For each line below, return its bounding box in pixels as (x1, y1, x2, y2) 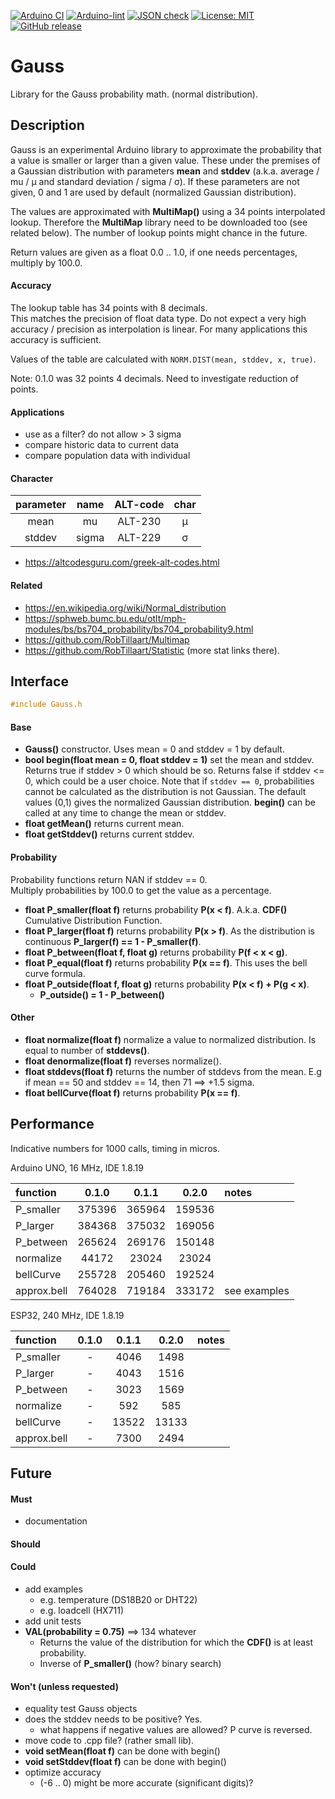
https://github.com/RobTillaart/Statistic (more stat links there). (24, 644, 280, 656)
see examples (224, 1283, 290, 1297)
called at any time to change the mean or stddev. (24, 807, 227, 819)
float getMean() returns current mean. (24, 818, 185, 830)
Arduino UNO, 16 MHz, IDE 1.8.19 (10, 1161, 144, 1174)
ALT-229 (117, 531, 162, 545)
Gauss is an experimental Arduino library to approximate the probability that (10, 143, 322, 155)
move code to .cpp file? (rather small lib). (24, 1735, 195, 1747)
